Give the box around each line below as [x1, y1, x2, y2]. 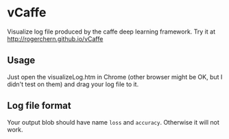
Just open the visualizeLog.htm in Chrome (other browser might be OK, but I [7, 73, 223, 81]
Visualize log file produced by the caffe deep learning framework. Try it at [7, 27, 216, 36]
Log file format [7, 100, 71, 112]
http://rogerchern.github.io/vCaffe [7, 34, 104, 42]
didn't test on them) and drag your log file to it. [7, 80, 139, 88]
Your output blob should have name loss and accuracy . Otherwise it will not [7, 118, 219, 126]
